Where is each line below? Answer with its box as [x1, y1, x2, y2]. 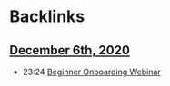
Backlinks [9, 6, 85, 27]
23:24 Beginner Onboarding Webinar [22, 66, 161, 77]
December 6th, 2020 [9, 43, 130, 58]
